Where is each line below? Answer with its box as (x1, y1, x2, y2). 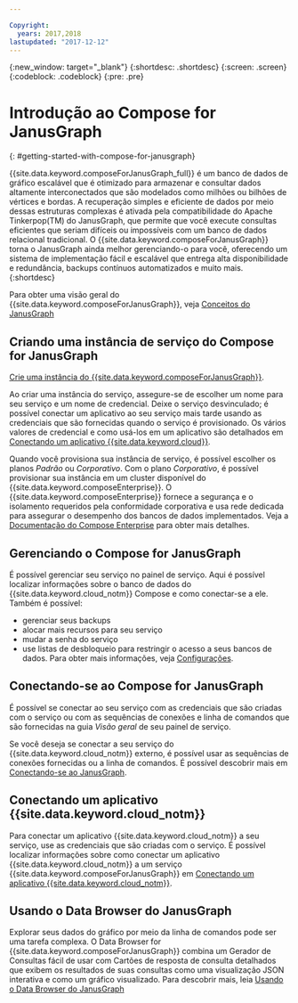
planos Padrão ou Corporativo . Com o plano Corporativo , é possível (9, 463, 260, 474)
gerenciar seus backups (21, 615, 111, 625)
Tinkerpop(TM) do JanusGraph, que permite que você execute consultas (9, 216, 278, 226)
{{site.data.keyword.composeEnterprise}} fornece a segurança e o (9, 492, 254, 502)
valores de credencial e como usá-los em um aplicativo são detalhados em (9, 427, 284, 437)
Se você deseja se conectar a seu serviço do (9, 738, 174, 749)
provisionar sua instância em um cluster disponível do (9, 473, 206, 484)
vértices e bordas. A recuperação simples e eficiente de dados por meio (9, 197, 274, 208)
